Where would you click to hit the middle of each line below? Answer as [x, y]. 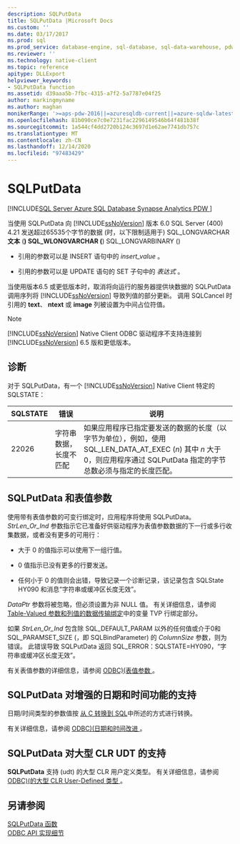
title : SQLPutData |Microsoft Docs [60, 21]
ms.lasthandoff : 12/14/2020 [49, 147]
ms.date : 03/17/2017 [38, 34]
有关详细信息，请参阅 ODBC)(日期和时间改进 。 [77, 728]
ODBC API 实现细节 [36, 833]
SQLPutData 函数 [32, 824]
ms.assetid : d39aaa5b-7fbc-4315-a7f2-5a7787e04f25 [84, 94]
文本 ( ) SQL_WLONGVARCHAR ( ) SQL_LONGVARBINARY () [94, 241]
